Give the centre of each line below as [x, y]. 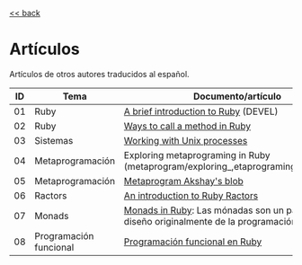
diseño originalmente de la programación [210, 221]
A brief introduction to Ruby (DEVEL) [201, 111]
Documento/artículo [237, 96]
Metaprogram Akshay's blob [184, 181]
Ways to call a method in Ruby [187, 126]
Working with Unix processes [186, 140]
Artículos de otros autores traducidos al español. [100, 74]
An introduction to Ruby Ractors [191, 195]
